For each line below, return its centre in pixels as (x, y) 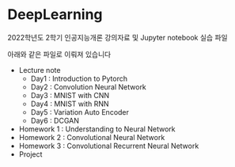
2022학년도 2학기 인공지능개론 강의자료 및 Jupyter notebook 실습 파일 (117, 37)
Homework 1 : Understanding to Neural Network (97, 129)
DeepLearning (55, 15)
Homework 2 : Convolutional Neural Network (92, 137)
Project (30, 154)
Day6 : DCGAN (55, 120)
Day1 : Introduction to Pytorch (79, 78)
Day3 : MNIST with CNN (70, 95)
